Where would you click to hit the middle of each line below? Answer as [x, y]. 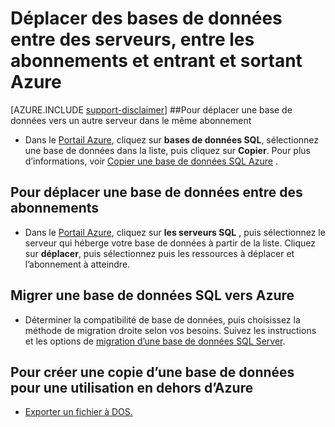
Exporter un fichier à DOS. [78, 412]
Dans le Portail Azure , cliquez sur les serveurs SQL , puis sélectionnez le [175, 232]
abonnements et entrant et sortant [156, 61]
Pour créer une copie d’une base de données [152, 372]
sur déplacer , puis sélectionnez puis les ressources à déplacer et [159, 253]
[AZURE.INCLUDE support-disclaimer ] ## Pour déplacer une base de [151, 109]
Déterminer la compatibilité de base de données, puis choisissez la [162, 319]
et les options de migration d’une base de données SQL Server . [155, 341]
